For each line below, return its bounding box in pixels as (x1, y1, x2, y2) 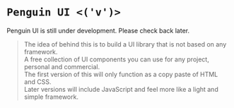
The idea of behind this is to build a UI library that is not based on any (23, 40, 227, 48)
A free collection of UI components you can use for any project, (23, 55, 209, 64)
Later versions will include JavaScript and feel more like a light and (23, 85, 218, 93)
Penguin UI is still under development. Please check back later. (6, 26, 190, 35)
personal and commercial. (23, 62, 100, 71)
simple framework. (23, 92, 79, 101)
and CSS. (23, 77, 52, 86)
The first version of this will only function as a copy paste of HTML (23, 70, 218, 78)
